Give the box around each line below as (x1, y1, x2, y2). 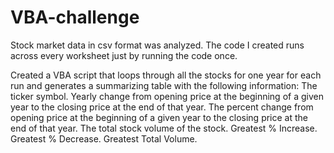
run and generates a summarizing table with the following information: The (10, 79, 318, 91)
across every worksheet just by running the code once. (10, 49, 238, 61)
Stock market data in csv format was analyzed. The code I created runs (10, 39, 305, 51)
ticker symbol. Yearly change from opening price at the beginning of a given (10, 90, 324, 102)
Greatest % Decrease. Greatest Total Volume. (10, 132, 198, 145)
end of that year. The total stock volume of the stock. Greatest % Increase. (10, 122, 318, 134)
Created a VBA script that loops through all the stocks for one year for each (10, 69, 322, 81)
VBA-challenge (10, 6, 140, 29)
